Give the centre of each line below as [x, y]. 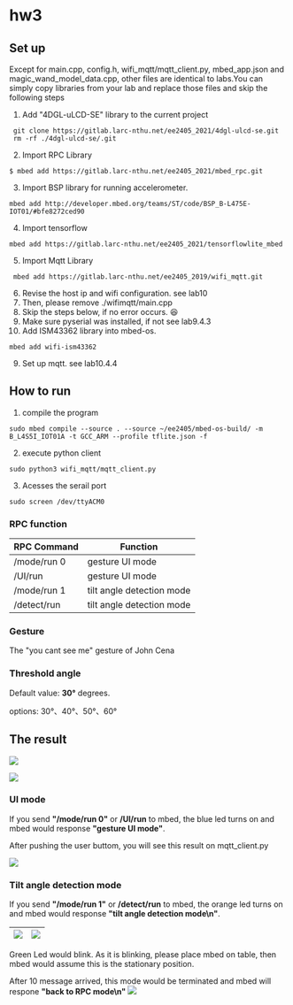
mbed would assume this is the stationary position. [102, 964]
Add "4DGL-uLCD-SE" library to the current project [115, 115]
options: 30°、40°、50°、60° [63, 711]
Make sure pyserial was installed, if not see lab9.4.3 [116, 321]
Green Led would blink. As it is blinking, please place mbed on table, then [143, 955]
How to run [40, 391]
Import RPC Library [57, 155]
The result [38, 740]
